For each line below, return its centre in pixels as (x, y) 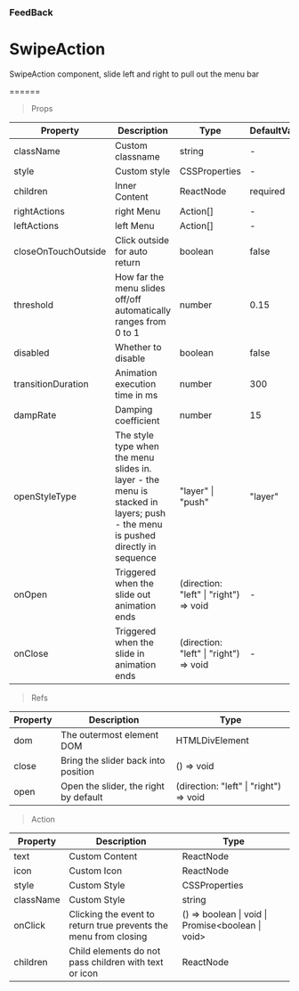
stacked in (136, 502)
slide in (129, 653)
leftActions (36, 225)
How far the (139, 276)
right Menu (137, 211)
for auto (131, 251)
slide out (133, 594)
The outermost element (109, 734)
